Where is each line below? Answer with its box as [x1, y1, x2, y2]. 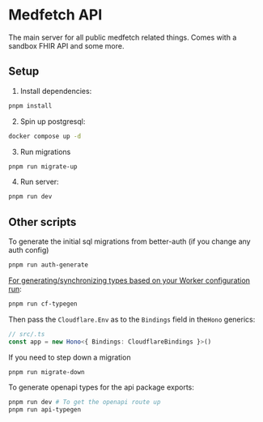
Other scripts [8, 215, 77, 228]
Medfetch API [8, 6, 103, 24]
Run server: [19, 177, 59, 187]
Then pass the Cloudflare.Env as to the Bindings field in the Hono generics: [8, 314, 256, 324]
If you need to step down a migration [8, 352, 131, 362]
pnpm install [8, 101, 53, 110]
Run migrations [19, 147, 71, 156]
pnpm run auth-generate [8, 261, 89, 269]
